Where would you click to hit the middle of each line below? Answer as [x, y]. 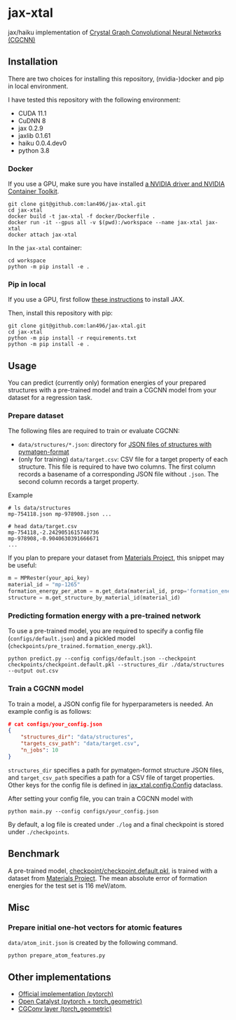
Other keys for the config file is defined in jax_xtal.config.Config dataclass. [116, 785]
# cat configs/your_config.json [55, 724]
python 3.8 [34, 150]
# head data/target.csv [43, 527]
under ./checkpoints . [39, 832]
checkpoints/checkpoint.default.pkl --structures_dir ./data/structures [116, 665]
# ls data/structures [40, 508]
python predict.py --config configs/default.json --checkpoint [102, 659]
